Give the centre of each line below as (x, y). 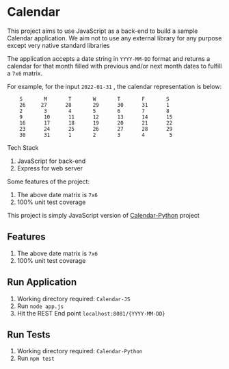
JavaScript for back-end (51, 161)
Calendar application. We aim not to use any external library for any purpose (114, 38)
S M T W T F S (94, 99)
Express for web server (50, 168)
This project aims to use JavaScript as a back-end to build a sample (103, 31)
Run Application (42, 282)
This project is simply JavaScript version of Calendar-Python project (103, 215)
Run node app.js (40, 306)
